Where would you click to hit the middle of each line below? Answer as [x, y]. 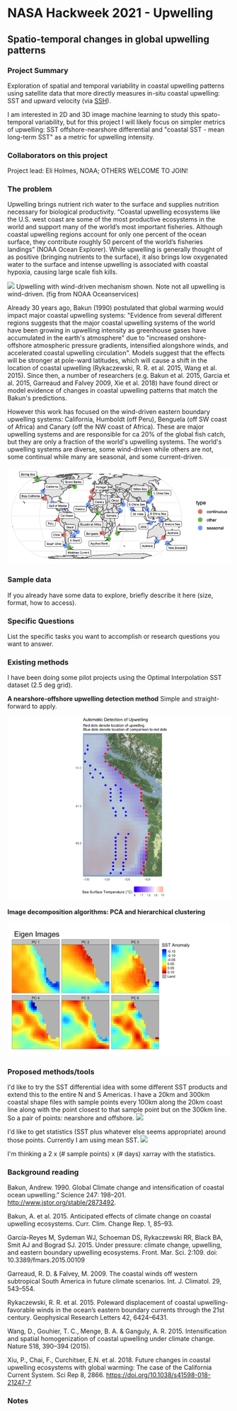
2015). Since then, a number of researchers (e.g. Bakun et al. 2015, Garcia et [118, 376]
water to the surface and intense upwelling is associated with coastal [108, 265]
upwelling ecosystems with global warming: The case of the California [110, 1368]
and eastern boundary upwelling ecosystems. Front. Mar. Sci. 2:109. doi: [112, 1252]
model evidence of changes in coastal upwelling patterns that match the [112, 391]
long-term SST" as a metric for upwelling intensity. [81, 137]
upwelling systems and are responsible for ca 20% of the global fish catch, [117, 434]
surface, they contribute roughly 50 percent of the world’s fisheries [105, 242]
